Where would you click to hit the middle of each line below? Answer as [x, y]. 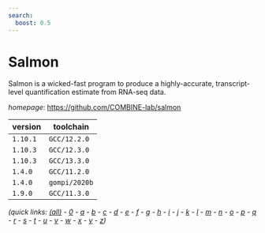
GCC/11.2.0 [69, 172]
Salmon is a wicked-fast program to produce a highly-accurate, [111, 84]
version [27, 127]
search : [21, 15]
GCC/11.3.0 [69, 194]
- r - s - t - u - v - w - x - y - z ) [57, 220]
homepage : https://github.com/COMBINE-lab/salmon [95, 107]
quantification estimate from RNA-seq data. [95, 92]
